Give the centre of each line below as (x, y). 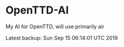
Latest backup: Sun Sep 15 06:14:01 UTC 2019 (62, 38)
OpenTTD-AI (37, 10)
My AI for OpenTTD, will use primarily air (55, 26)
